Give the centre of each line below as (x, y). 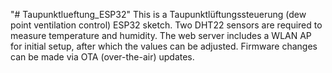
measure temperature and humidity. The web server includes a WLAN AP (161, 35)
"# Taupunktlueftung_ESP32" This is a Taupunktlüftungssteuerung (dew (158, 14)
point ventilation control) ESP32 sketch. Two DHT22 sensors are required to (166, 25)
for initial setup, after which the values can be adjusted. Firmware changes (164, 46)
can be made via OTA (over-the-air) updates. (102, 57)
